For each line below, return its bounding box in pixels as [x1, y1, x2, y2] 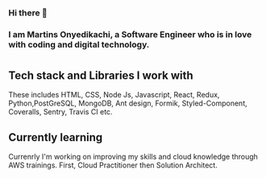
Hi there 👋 [8, 7, 48, 19]
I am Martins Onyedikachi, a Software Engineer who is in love [8, 28, 252, 39]
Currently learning [8, 130, 103, 144]
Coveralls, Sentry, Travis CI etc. [8, 107, 113, 117]
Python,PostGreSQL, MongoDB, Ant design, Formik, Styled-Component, [8, 98, 247, 108]
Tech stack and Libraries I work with [8, 68, 193, 83]
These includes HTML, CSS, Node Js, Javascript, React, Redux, [8, 90, 220, 100]
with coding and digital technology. [8, 39, 150, 50]
